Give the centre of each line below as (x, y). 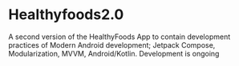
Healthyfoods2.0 (66, 15)
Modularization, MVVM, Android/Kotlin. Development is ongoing (114, 53)
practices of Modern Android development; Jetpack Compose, (112, 45)
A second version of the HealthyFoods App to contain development (119, 37)
